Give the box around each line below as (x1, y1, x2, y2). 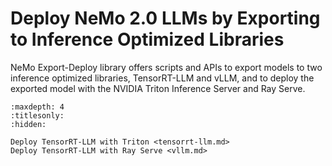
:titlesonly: (10, 110, 65, 121)
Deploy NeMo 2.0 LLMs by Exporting (10, 7, 321, 30)
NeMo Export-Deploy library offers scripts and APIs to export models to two (10, 61, 323, 73)
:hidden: (10, 119, 47, 129)
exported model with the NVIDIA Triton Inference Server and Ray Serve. (10, 82, 306, 94)
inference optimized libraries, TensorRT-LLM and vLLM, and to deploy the (10, 72, 315, 84)
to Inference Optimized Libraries (10, 28, 285, 51)
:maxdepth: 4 (10, 102, 65, 112)
